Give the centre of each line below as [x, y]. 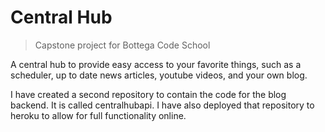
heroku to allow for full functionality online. [98, 115]
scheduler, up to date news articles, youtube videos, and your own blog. [159, 75]
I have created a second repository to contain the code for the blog [148, 94]
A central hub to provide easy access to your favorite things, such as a [156, 64]
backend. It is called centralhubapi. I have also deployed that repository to [162, 105]
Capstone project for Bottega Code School [122, 45]
